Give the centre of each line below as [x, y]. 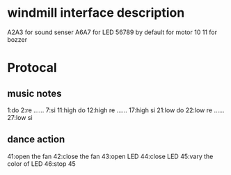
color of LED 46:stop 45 [42, 163]
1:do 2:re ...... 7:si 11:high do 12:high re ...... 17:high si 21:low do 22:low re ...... [116, 110]
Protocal [32, 68]
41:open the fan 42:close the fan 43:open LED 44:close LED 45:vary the [110, 156]
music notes [34, 93]
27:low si [20, 117]
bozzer [17, 39]
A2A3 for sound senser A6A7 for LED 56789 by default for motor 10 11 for [112, 32]
